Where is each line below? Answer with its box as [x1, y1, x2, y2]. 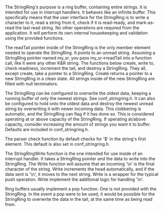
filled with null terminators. [5, 81, 58, 87]
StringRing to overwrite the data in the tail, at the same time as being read [5, 196, 153, 202]
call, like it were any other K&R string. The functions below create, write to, [5, 60, 155, 66]
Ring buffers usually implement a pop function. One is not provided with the [5, 186, 157, 192]
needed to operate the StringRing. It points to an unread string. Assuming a [5, 50, 156, 56]
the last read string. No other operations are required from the [15, 25, 140, 31]
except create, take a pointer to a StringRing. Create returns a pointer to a [5, 71, 152, 76]
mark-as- [136, 19, 155, 25]
